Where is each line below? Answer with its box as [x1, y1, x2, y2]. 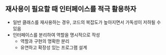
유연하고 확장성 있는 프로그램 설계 [20, 44, 88, 50]
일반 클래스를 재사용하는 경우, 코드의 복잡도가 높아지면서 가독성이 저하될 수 [12, 19, 161, 25]
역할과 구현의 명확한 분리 [20, 38, 70, 44]
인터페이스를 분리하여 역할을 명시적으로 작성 [12, 32, 100, 38]
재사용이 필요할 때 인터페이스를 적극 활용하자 [5, 5, 136, 14]
